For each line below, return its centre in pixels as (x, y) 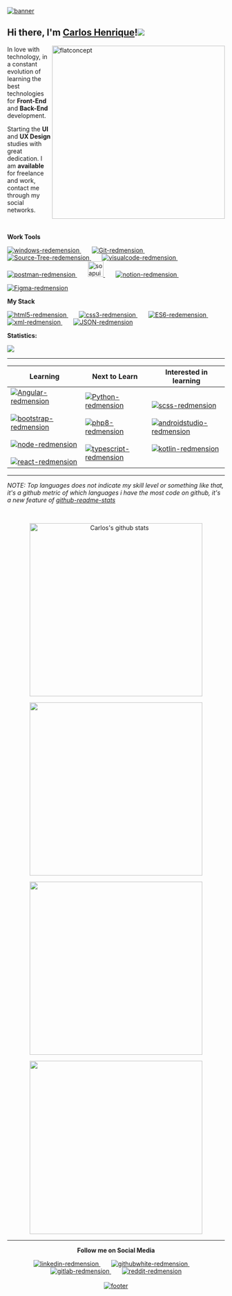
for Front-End (27, 100)
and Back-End (28, 108)
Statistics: (22, 335)
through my (23, 195)
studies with (25, 143)
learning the (24, 78)
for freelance (26, 173)
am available (26, 166)
